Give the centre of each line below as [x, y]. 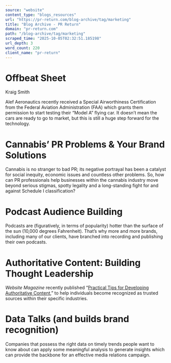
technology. [18, 124]
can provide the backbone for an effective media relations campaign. [78, 355]
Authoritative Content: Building [73, 263]
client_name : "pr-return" [33, 53]
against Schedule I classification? [40, 191]
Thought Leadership [49, 273]
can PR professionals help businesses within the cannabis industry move [82, 180]
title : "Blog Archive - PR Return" [43, 24]
